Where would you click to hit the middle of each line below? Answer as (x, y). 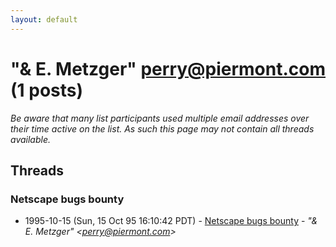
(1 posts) (47, 90)
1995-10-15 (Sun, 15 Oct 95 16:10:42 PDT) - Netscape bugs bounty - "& (171, 221)
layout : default (44, 19)
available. (31, 139)
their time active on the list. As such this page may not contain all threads (162, 128)
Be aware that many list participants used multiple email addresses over (160, 118)
